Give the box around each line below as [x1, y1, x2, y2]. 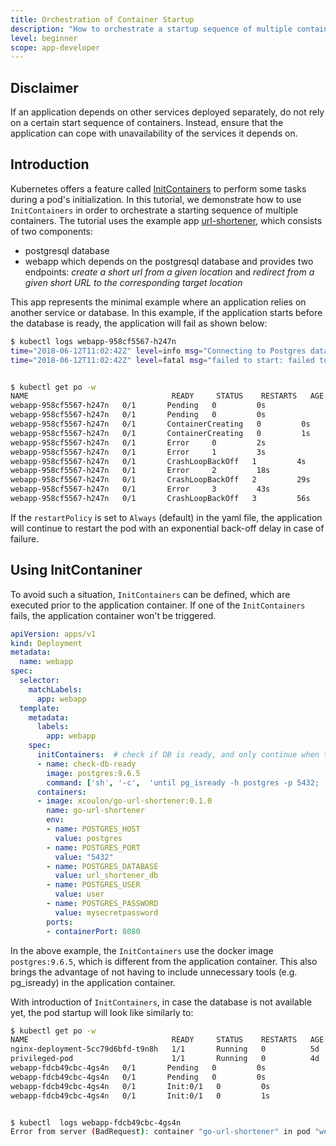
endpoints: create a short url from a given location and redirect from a [24, 266, 315, 278]
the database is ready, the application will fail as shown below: [10, 317, 268, 329]
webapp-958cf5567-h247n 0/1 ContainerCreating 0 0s [10, 419, 311, 429]
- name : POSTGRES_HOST [46, 824, 141, 835]
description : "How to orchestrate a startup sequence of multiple [10, 24, 293, 34]
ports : [46, 917, 74, 927]
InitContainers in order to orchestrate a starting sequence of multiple [10, 204, 299, 216]
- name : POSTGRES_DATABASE [46, 861, 159, 871]
